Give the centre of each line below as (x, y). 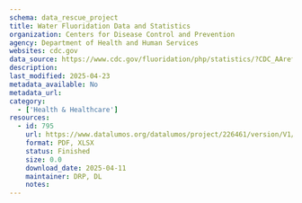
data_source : (34, 59)
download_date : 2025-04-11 (76, 168)
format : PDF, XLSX (60, 143)
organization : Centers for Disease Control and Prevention (122, 34)
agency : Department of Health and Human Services (104, 43)
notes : (38, 185)
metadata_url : (36, 93)
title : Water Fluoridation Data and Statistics (100, 26)
